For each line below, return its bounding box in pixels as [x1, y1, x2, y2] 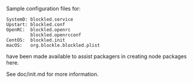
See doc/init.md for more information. [6, 71, 99, 78]
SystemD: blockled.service [6, 17, 73, 23]
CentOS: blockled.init [6, 37, 66, 43]
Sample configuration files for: [6, 5, 81, 12]
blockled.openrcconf [30, 32, 82, 38]
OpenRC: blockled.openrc [6, 27, 71, 33]
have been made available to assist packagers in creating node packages [6, 53, 187, 60]
